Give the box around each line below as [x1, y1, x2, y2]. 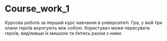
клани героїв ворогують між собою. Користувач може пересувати [5, 24, 150, 30]
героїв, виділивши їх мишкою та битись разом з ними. [5, 30, 123, 36]
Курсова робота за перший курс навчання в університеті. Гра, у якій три [5, 19, 163, 25]
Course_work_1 [5, 3, 70, 14]
